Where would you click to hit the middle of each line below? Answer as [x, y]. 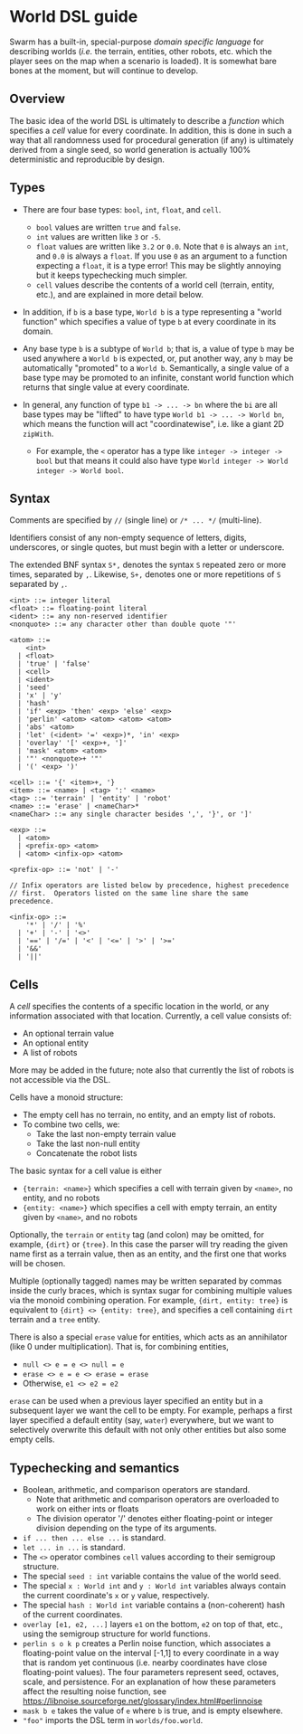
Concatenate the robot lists [86, 1153]
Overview [38, 99]
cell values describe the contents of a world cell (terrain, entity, [155, 284]
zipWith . [38, 433]
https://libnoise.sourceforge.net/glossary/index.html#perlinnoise [142, 1701]
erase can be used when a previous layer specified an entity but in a [137, 1401]
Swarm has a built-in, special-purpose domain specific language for [137, 42]
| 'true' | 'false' [54, 664]
